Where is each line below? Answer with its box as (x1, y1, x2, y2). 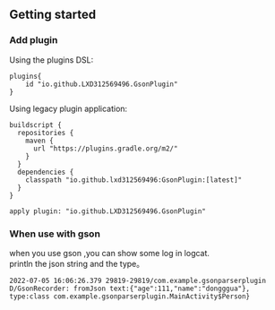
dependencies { (17, 168, 74, 177)
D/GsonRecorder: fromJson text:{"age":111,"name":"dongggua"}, (9, 284, 251, 293)
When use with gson (9, 228, 101, 240)
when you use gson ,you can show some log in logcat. (9, 247, 211, 258)
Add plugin (9, 34, 58, 47)
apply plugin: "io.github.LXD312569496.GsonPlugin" (9, 206, 206, 216)
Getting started (9, 7, 97, 22)
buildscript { (9, 120, 63, 129)
